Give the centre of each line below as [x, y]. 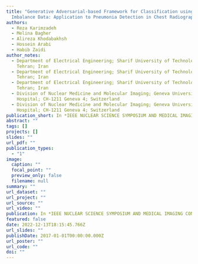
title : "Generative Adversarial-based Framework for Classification [92, 11]
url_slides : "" [25, 230]
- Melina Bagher [31, 34]
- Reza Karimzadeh [34, 28]
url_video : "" [24, 208]
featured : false [26, 219]
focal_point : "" [31, 170]
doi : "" [16, 252]
